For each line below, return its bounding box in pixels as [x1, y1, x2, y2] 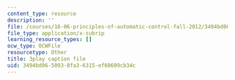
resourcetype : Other [7, 49, 68, 56]
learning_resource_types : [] [7, 36, 92, 43]
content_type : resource [7, 10, 77, 17]
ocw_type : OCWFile [7, 42, 61, 49]
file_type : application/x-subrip [7, 29, 105, 37]
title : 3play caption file [7, 56, 86, 63]
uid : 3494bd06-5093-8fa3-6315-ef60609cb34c [7, 62, 136, 69]
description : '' [7, 17, 55, 24]
